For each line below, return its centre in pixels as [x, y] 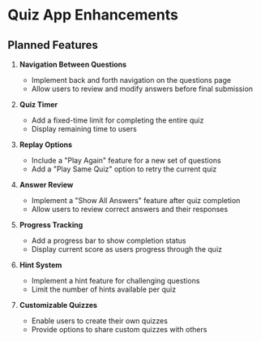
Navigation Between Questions [73, 64]
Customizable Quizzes [58, 305]
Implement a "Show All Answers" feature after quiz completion [136, 200]
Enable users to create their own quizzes [99, 321]
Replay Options [46, 145]
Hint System [41, 265]
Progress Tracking [51, 225]
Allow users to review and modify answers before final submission [142, 89]
